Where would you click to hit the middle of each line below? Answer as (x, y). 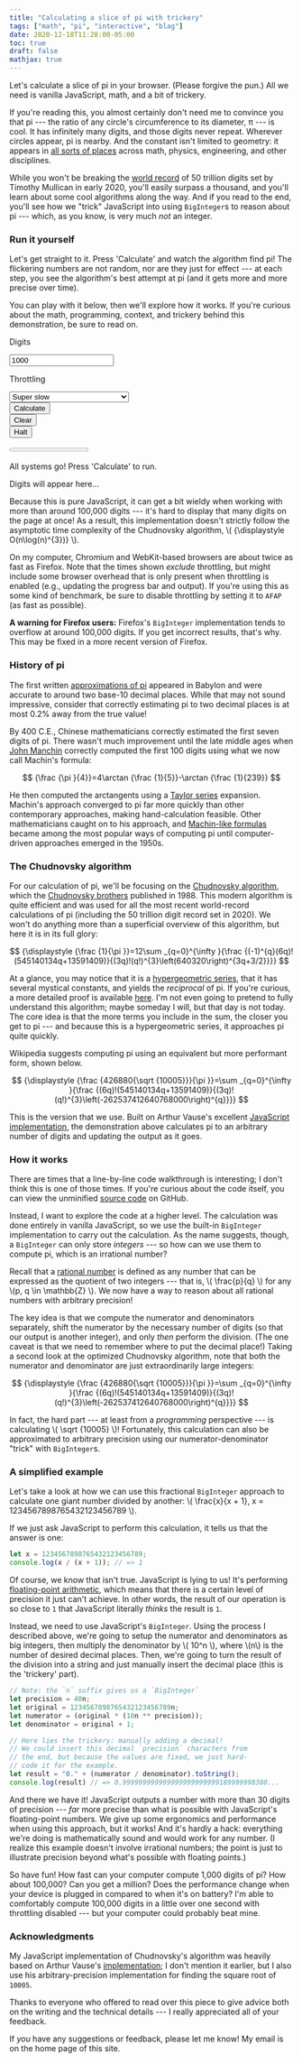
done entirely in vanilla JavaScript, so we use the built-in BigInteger (136, 1225)
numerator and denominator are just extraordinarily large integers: (132, 1366)
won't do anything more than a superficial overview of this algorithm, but (144, 924)
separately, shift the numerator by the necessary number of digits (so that (146, 1328)
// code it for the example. (64, 1766)
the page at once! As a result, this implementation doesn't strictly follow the (150, 520)
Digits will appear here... (54, 484)
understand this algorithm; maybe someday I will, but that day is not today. (148, 1007)
